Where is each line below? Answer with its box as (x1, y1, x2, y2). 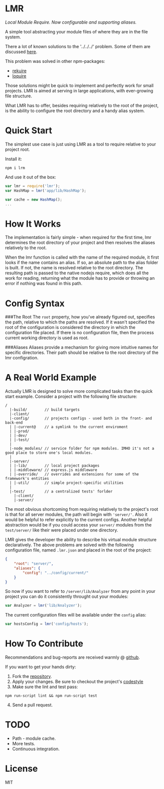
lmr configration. (5, 355, 39, 361)
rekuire (12, 67, 27, 74)
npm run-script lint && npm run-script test (5, 694, 97, 699)
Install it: (5, 156, 22, 162)
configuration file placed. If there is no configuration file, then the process (5, 330, 154, 336)
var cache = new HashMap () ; (5, 197, 63, 202)
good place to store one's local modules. (5, 450, 93, 455)
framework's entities (5, 476, 49, 481)
